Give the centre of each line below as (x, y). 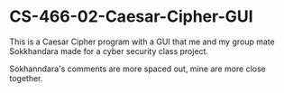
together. (26, 78)
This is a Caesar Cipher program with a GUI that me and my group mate (142, 42)
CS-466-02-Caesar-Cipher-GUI (132, 17)
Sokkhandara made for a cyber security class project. (109, 51)
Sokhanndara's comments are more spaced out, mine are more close (137, 69)
